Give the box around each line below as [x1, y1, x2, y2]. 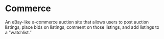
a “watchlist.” [5, 29, 32, 35]
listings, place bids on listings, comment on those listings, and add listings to [5, 24, 160, 30]
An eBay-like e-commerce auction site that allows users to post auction [5, 19, 149, 25]
